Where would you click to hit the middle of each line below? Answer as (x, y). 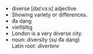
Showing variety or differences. (49, 15)
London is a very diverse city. (47, 33)
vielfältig (22, 27)
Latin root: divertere (35, 46)
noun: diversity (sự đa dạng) (46, 40)
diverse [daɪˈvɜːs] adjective (44, 9)
